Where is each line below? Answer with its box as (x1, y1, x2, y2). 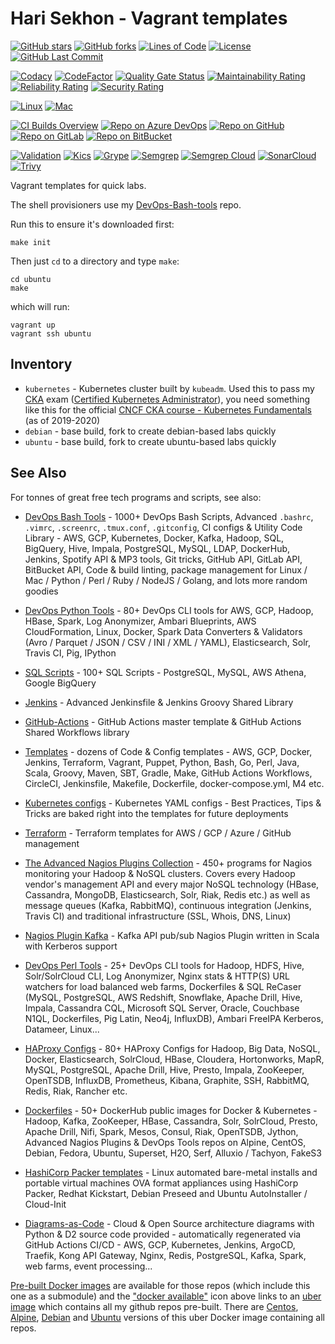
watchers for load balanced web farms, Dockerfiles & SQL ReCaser (24, 980, 302, 992)
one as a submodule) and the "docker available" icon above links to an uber (10, 1290, 322, 1302)
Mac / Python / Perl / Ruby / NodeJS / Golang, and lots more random (24, 574, 308, 586)
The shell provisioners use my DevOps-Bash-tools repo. (10, 198, 242, 211)
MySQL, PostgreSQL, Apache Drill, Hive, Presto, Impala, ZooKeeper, (24, 1063, 305, 1076)
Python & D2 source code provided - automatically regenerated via (24, 1228, 302, 1240)
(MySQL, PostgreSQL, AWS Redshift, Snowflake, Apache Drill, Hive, (24, 991, 303, 1003)
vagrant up (10, 320, 56, 330)
